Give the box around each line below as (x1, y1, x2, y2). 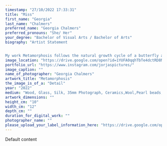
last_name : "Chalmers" (5, 21, 52, 26)
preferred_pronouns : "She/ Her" (5, 30, 72, 35)
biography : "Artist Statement (5, 40, 68, 45)
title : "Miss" (5, 12, 35, 17)
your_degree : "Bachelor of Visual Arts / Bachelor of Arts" (5, 35, 133, 40)
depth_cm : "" (5, 109, 32, 114)
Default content (5, 136, 37, 142)
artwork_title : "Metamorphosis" (5, 76, 72, 81)
